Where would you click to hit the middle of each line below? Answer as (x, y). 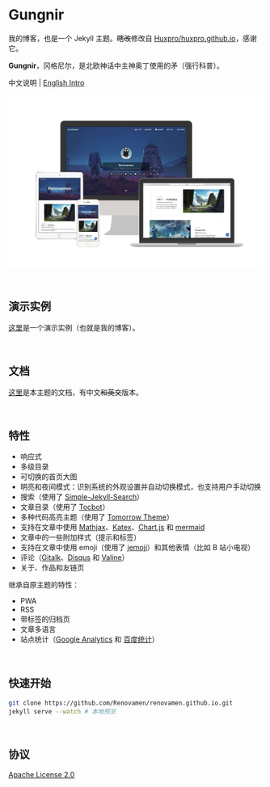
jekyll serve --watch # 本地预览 (62, 712)
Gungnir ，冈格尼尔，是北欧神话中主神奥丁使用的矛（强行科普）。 (116, 65)
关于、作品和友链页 (52, 568)
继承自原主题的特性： (44, 585)
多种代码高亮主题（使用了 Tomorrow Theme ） (97, 517)
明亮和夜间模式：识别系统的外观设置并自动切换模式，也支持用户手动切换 (140, 487)
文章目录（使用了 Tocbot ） (65, 507)
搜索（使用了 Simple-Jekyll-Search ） (82, 497)
